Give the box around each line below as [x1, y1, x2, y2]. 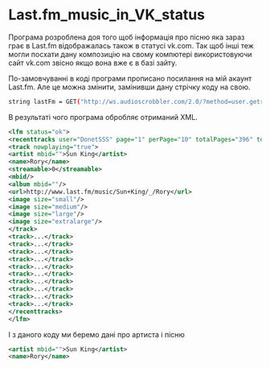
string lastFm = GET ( [8, 97, 81, 105]
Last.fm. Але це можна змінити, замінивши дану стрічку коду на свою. [8, 82, 251, 92]
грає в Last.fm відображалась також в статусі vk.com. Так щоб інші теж [8, 40, 255, 50]
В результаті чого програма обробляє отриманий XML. [8, 112, 198, 122]
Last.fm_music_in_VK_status [8, 6, 206, 24]
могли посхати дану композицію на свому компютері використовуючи [8, 49, 252, 59]
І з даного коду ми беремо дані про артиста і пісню [8, 329, 185, 339]
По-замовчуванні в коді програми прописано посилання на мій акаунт [8, 73, 252, 83]
